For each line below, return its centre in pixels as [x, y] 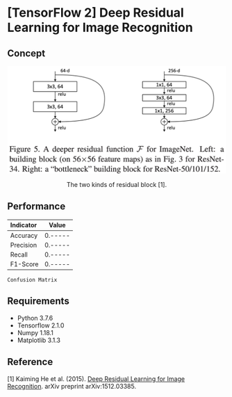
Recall [19, 254]
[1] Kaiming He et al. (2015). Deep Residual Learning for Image [96, 379]
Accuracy [24, 235]
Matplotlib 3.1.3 [39, 340]
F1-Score [24, 264]
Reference [30, 362]
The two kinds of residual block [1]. [117, 185]
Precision [23, 245]
